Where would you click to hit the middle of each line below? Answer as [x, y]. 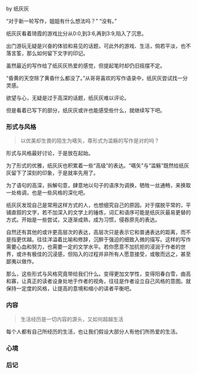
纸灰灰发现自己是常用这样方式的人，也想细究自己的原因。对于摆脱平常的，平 [98, 205]
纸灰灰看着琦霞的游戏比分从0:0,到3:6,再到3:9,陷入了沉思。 [77, 33]
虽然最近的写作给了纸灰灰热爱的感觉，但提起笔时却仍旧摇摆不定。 [86, 66]
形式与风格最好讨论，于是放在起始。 [50, 153]
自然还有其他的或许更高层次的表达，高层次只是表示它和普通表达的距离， [93, 232]
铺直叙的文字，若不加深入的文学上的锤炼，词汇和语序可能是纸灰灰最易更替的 [98, 212]
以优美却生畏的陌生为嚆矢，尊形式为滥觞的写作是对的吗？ [90, 141]
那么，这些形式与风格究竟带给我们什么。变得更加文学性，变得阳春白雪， [93, 274]
